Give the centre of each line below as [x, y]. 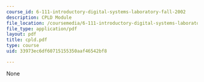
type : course [23, 46]
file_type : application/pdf [42, 29]
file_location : [25, 23]
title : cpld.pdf [27, 40]
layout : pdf [21, 34]
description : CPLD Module [39, 17]
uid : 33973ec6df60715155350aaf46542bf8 [57, 51]
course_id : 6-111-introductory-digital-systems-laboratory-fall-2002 [96, 12]
